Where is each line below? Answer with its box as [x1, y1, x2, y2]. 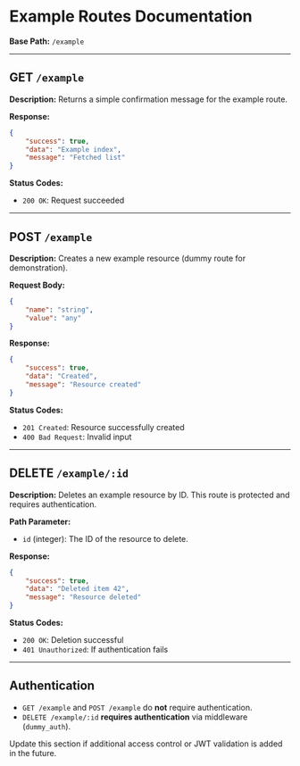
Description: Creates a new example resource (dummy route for [9, 253, 246, 263]
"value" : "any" [25, 313, 82, 322]
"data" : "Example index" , [25, 145, 122, 154]
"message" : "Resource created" [25, 380, 142, 389]
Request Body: [9, 279, 65, 290]
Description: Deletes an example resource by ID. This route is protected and [9, 489, 290, 500]
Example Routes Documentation [9, 6, 253, 27]
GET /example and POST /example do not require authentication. [21, 702, 253, 712]
